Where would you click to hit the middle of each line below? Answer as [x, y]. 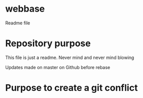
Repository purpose [48, 43]
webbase [25, 9]
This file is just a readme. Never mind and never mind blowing [70, 57]
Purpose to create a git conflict [71, 88]
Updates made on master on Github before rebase [58, 67]
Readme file [18, 23]
